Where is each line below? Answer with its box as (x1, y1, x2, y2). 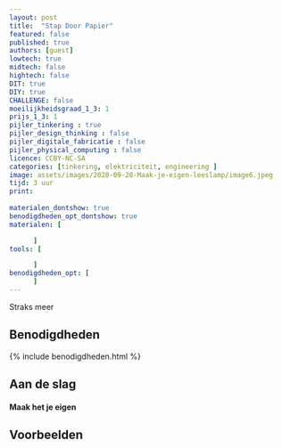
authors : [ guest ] (9, 46, 74, 55)
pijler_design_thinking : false (9, 129, 129, 138)
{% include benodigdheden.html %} (9, 351, 141, 362)
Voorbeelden (9, 428, 83, 443)
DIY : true (9, 87, 46, 96)
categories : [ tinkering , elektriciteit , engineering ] (9, 162, 218, 171)
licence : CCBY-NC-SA (9, 153, 87, 163)
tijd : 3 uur (9, 179, 54, 188)
